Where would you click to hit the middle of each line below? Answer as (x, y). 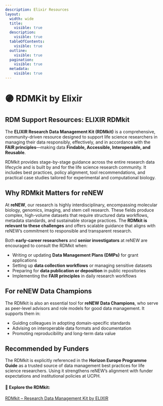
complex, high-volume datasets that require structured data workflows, (77, 215)
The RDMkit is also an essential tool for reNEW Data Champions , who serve (82, 303)
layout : (13, 14)
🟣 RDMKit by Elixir (44, 99)
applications (24, 260)
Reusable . (15, 152)
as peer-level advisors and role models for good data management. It (75, 308)
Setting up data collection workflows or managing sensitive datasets (82, 265)
